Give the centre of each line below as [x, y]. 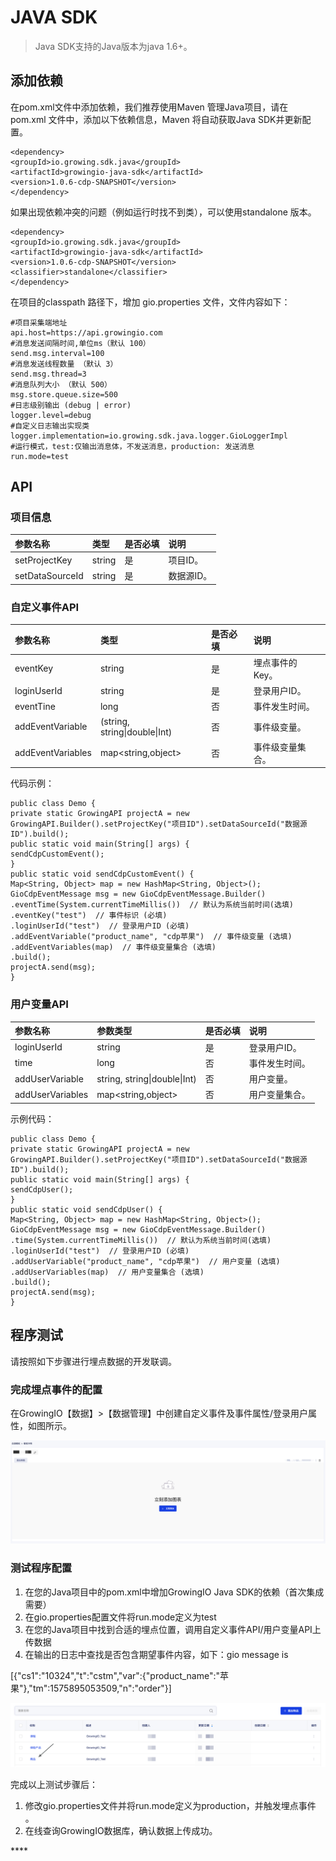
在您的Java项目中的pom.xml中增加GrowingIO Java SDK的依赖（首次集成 [174, 1592]
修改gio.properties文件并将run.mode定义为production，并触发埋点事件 [170, 1806]
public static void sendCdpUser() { [86, 1209]
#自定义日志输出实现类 [50, 426]
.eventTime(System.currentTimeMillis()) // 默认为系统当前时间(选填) [152, 905]
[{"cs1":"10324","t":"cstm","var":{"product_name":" [115, 1675]
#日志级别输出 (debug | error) [71, 405]
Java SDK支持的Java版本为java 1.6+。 [113, 46]
